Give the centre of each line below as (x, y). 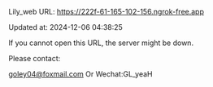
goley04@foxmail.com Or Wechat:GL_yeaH (80, 74)
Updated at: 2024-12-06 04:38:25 (66, 27)
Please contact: (35, 58)
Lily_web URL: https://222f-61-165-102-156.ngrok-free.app (106, 12)
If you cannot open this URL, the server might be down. (101, 43)
